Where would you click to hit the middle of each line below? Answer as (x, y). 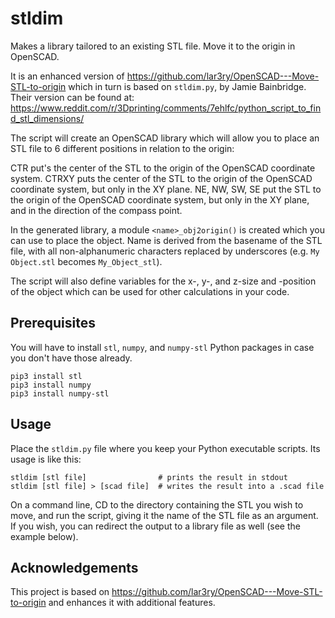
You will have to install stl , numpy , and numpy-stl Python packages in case (162, 347)
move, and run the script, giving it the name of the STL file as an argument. (164, 515)
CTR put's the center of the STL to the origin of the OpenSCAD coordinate (163, 168)
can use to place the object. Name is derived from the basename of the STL (166, 240)
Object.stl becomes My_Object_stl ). (86, 261)
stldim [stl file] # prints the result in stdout (149, 477)
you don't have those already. (71, 358)
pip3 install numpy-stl (60, 393)
